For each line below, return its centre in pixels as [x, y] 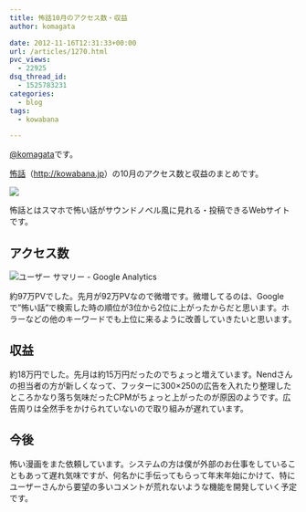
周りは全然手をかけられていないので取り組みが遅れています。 [132, 408]
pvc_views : [30, 60]
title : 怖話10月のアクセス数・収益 [69, 18]
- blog [30, 102]
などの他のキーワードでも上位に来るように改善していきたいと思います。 [161, 319]
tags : [20, 110]
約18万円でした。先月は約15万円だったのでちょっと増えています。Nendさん [151, 374]
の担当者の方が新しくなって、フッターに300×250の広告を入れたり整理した [151, 385]
